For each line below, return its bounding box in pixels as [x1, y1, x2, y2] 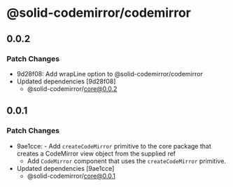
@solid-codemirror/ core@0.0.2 [27, 84, 118, 92]
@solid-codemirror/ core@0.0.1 [27, 172, 116, 180]
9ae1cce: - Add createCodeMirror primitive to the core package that [16, 141, 211, 150]
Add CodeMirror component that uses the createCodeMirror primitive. [27, 156, 227, 165]
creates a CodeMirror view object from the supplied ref [16, 149, 176, 158]
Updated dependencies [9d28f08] [16, 77, 116, 85]
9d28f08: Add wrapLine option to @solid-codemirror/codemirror [16, 69, 204, 78]
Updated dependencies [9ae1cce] [16, 164, 115, 172]
